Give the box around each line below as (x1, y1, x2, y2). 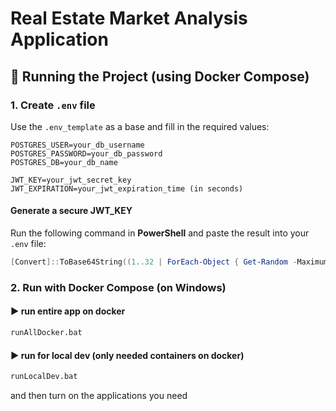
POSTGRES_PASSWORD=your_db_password (10, 148, 163, 159)
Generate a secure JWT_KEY (10, 205, 133, 217)
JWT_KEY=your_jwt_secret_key (10, 175, 132, 185)
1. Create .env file (10, 98, 96, 112)
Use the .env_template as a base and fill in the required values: (10, 120, 270, 132)
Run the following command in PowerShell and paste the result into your (10, 227, 310, 239)
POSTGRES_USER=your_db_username (10, 140, 145, 150)
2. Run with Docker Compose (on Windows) (10, 280, 227, 294)
